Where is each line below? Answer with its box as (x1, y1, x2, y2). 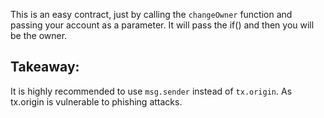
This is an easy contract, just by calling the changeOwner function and (10, 9, 293, 20)
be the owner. (10, 30, 68, 41)
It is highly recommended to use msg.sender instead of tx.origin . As (10, 85, 293, 97)
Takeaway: (10, 59, 80, 76)
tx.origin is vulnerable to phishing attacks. (10, 95, 183, 108)
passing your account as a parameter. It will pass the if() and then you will (10, 19, 315, 31)
